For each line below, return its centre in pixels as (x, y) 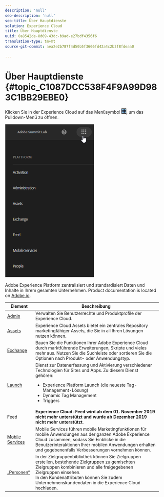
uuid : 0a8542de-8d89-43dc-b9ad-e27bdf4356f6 (51, 36)
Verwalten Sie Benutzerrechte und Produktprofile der (89, 313)
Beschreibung (96, 306)
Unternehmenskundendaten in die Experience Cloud (88, 482)
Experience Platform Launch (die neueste (84, 385)
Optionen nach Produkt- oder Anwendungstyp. (83, 358)
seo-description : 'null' (30, 15)
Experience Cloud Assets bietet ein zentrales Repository (92, 325)
